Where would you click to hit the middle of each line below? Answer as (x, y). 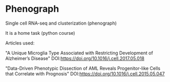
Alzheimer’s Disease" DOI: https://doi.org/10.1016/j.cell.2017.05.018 (75, 58)
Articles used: (20, 43)
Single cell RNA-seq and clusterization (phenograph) (61, 23)
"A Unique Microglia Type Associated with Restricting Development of (79, 53)
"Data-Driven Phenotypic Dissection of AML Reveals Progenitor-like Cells (83, 68)
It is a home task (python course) (40, 33)
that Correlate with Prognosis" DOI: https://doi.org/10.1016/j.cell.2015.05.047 (85, 74)
